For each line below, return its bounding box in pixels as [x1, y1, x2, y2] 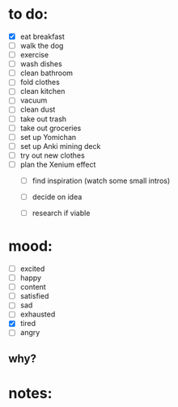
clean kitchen [19, 87, 66, 96]
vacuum [19, 95, 48, 105]
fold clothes [19, 78, 61, 87]
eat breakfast [19, 32, 65, 41]
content [19, 282, 46, 292]
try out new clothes [19, 151, 85, 160]
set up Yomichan [19, 132, 77, 142]
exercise [19, 50, 49, 60]
